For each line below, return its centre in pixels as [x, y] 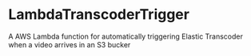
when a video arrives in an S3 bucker [70, 44]
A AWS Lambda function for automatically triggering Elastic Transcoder [126, 36]
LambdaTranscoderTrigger [99, 15]
